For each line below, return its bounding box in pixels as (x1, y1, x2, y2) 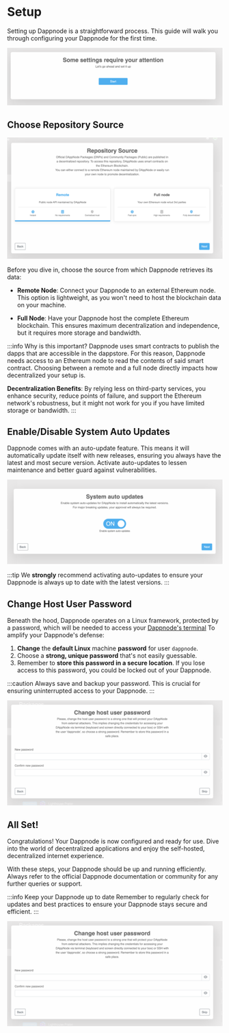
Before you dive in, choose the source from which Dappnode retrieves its (7, 265, 213, 274)
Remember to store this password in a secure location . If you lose (16, 659, 205, 667)
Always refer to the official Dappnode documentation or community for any (7, 872, 219, 881)
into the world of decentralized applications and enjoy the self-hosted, (7, 844, 205, 853)
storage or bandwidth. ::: (7, 406, 77, 414)
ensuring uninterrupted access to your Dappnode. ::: (7, 687, 155, 695)
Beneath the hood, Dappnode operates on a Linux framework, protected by (7, 617, 219, 625)
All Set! (7, 819, 39, 831)
